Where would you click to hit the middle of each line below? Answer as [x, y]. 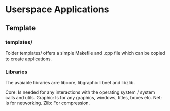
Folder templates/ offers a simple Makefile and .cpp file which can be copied [85, 53]
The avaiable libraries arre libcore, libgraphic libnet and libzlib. [70, 83]
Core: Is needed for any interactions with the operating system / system [80, 92]
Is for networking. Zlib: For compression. [48, 103]
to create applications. [29, 59]
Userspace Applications [57, 9]
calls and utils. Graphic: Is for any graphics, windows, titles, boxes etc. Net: [84, 98]
